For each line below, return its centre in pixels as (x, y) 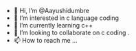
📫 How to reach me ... (45, 40)
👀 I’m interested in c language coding (66, 18)
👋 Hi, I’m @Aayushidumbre (51, 11)
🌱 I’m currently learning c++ (53, 25)
